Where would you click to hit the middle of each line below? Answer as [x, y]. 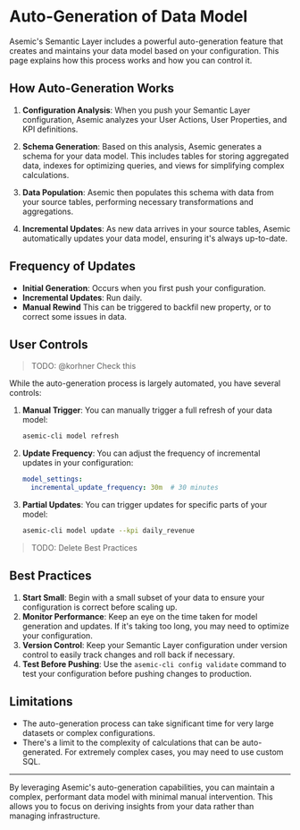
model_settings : [52, 479]
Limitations [41, 702]
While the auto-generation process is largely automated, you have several [145, 383]
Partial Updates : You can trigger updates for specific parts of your [145, 505]
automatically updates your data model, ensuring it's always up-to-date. [155, 238]
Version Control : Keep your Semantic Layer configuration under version [155, 645]
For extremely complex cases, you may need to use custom [174, 752]
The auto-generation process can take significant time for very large [148, 723]
